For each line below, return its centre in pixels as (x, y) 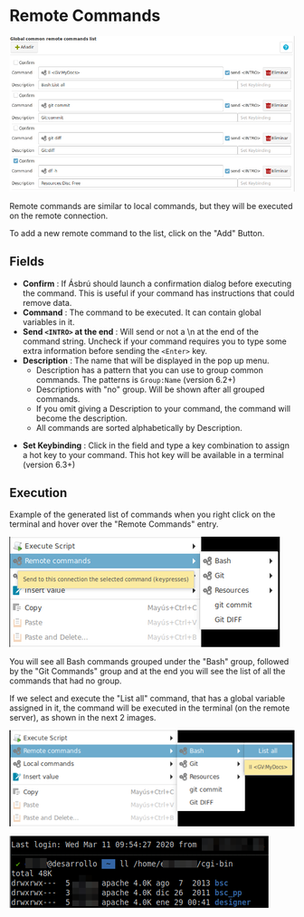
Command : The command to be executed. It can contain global (142, 312)
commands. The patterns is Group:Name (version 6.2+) (136, 379)
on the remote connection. (59, 215)
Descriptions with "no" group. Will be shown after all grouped (150, 389)
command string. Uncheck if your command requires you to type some (154, 341)
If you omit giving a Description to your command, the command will (163, 408)
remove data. (47, 302)
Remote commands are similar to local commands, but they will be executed (151, 205)
